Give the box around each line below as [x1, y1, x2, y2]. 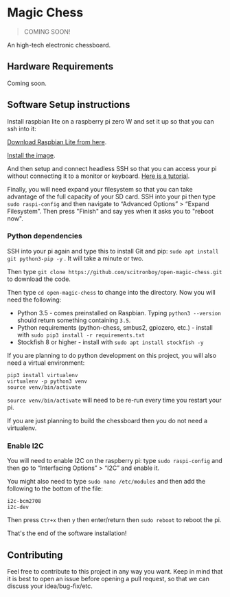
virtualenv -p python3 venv [7, 378, 88, 385]
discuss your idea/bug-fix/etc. [7, 582, 93, 590]
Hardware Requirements [7, 60, 114, 73]
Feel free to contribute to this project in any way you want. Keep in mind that [7, 567, 223, 575]
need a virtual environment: [7, 359, 85, 367]
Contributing [7, 549, 63, 561]
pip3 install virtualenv [7, 372, 78, 379]
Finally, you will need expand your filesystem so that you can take [7, 185, 194, 193]
